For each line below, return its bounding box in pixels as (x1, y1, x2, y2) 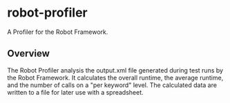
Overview (7, 48, 50, 59)
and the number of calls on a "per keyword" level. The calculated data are (7, 81, 218, 89)
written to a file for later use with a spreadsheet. (7, 88, 144, 96)
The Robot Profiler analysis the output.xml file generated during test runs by (7, 66, 223, 74)
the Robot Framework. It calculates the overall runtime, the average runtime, (7, 73, 224, 82)
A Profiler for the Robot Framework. (7, 28, 108, 36)
